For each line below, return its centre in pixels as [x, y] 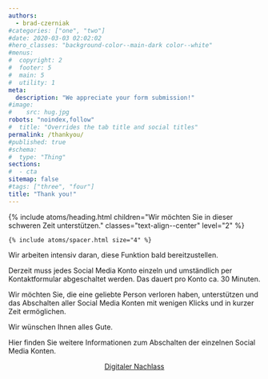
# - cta [23, 172]
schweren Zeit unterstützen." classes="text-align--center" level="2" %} [127, 225]
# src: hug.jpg [39, 113]
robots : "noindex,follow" [51, 120]
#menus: [21, 53]
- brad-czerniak [42, 23]
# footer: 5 [30, 68]
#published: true [37, 142]
